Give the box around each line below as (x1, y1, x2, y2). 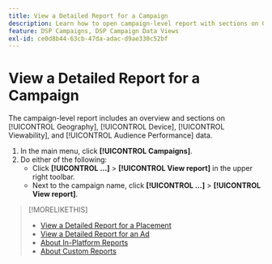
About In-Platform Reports (40, 238, 129, 248)
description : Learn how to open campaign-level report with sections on (8, 19, 259, 28)
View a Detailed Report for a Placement (40, 220, 172, 231)
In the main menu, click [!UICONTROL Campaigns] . (19, 147, 193, 156)
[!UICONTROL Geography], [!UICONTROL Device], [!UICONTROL (8, 122, 225, 132)
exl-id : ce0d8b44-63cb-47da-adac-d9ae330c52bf (8, 34, 168, 43)
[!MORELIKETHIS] (28, 205, 88, 215)
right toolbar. (32, 172, 75, 182)
